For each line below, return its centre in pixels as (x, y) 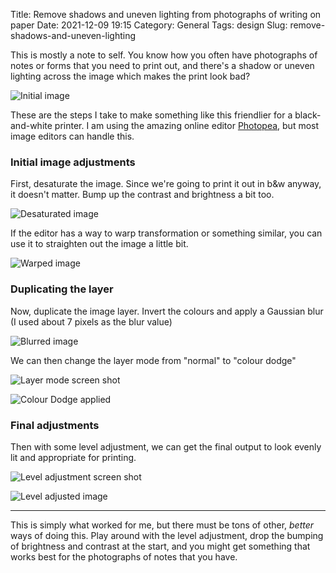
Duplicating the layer (62, 289)
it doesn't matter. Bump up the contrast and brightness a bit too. (142, 195)
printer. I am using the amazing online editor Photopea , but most (187, 125)
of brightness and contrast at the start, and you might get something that (160, 546)
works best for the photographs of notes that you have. (124, 556)
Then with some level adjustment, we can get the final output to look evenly (166, 446)
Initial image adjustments (73, 162)
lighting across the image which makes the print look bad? (130, 76)
